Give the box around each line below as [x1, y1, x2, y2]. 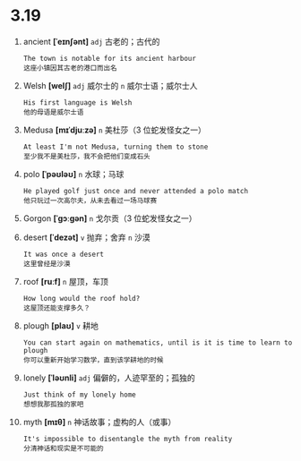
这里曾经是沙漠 [22, 259, 71, 269]
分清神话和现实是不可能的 [22, 444, 104, 453]
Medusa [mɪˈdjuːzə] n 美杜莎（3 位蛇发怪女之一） [22, 124, 207, 135]
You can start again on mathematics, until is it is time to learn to [22, 337, 293, 347]
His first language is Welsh [22, 98, 133, 107]
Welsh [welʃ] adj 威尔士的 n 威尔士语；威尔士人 [22, 80, 198, 90]
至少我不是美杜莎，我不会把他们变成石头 [22, 151, 150, 161]
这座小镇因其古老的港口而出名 [22, 64, 117, 73]
